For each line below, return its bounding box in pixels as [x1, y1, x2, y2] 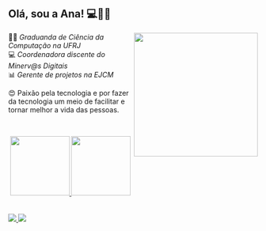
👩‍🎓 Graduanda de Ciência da [8, 32, 104, 42]
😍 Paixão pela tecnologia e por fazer [8, 88, 129, 97]
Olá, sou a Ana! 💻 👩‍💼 [8, 7, 112, 21]
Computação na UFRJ [8, 40, 82, 50]
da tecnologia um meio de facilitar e [8, 97, 125, 106]
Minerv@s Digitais [8, 61, 68, 70]
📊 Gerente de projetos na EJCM [8, 70, 114, 79]
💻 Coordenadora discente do [8, 49, 105, 59]
